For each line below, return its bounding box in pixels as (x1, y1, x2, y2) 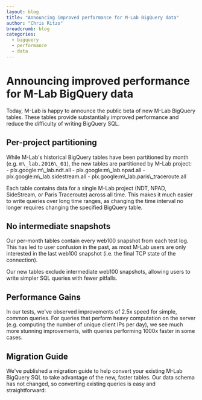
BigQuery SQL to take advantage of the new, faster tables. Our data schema (6, 373, 195, 381)
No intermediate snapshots (6, 221, 111, 231)
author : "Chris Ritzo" (6, 20, 63, 26)
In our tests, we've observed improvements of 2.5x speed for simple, (6, 308, 177, 315)
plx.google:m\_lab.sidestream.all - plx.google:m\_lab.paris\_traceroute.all (6, 173, 187, 180)
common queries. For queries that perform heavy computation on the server (6, 315, 196, 322)
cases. (6, 334, 23, 341)
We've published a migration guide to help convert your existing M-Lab (6, 367, 183, 375)
